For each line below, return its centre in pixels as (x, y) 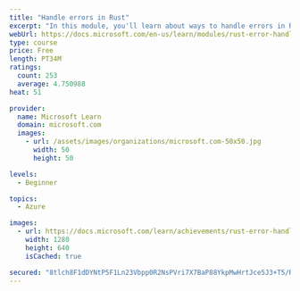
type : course (33, 42)
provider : (28, 108)
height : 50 (53, 158)
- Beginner (37, 183)
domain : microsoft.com (59, 125)
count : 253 (37, 76)
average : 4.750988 (52, 84)
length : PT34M (36, 59)
